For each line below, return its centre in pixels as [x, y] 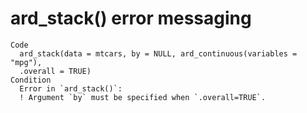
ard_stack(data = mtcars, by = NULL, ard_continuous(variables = [158, 53]
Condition [31, 80]
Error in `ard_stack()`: [71, 88]
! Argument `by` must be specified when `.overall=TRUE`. [143, 97]
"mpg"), [26, 62]
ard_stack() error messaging [131, 18]
